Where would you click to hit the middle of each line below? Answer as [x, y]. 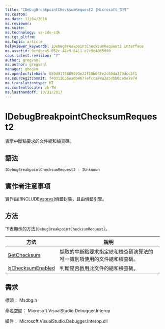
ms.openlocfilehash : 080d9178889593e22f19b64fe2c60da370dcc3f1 [71, 74]
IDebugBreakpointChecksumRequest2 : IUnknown [52, 170]
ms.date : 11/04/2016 [26, 19]
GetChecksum [24, 255]
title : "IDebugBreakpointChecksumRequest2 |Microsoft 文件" [67, 10]
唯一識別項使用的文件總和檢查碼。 [99, 259]
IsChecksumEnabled [31, 268]
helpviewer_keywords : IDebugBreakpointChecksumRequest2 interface [74, 46]
